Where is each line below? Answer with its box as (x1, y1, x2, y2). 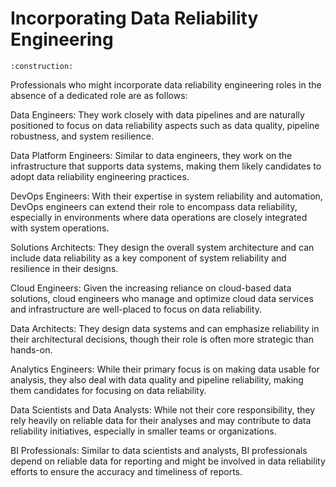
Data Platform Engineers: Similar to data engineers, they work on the (10, 149, 293, 161)
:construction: (10, 61, 74, 71)
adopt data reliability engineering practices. (10, 170, 190, 182)
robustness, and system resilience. (10, 130, 154, 142)
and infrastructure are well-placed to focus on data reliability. (10, 303, 262, 315)
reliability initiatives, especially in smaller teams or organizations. (10, 425, 277, 437)
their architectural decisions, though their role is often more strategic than (10, 333, 314, 345)
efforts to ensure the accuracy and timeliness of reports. (10, 465, 243, 477)
